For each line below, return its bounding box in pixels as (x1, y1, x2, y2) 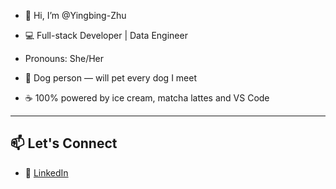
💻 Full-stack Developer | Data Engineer (24, 30, 188, 41)
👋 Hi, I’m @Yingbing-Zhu (24, 10, 127, 21)
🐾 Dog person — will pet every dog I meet (24, 72, 197, 84)
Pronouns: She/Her (24, 53, 105, 64)
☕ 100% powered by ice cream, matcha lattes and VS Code (24, 92, 270, 104)
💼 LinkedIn (24, 166, 69, 179)
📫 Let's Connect (10, 135, 118, 152)
